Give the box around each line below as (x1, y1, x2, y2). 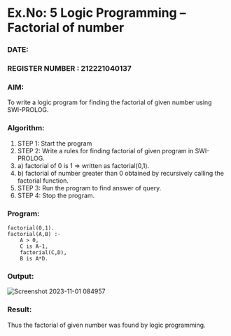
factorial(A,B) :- (7, 230, 61, 237)
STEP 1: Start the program (17, 139, 92, 148)
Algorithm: (7, 123, 45, 133)
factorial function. (17, 176, 69, 185)
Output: (7, 271, 34, 281)
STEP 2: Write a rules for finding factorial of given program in (17, 146, 194, 155)
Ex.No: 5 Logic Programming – (7, 5, 186, 21)
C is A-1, (20, 243, 49, 250)
